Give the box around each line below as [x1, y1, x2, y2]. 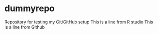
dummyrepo [4, 3, 55, 14]
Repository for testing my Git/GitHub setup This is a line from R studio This [4, 19, 153, 25]
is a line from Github [4, 24, 45, 30]
